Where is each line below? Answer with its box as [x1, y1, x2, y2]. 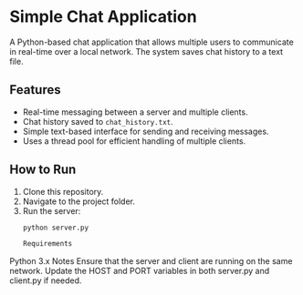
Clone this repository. [22, 186, 104, 197]
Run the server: [22, 205, 81, 216]
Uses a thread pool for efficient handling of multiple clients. [22, 135, 246, 147]
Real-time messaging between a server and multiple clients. [22, 107, 248, 117]
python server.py [22, 223, 89, 232]
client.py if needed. [9, 275, 82, 286]
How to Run [9, 162, 77, 178]
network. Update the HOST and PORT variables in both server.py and [9, 266, 270, 277]
